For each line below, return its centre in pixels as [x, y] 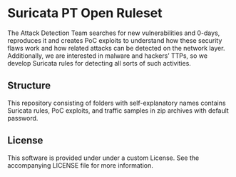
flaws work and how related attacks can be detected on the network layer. [116, 48]
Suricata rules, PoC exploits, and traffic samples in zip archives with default [118, 110]
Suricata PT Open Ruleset [85, 13]
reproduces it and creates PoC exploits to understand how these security [115, 40]
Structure [29, 86]
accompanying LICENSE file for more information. [80, 165]
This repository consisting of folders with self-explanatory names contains [117, 103]
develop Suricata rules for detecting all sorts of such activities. [99, 63]
